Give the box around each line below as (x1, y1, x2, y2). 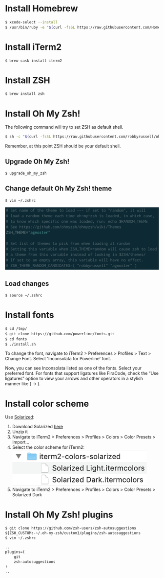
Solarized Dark (12, 492, 42, 498)
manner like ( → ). (5, 381, 41, 387)
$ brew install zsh (5, 92, 45, 96)
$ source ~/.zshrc (5, 293, 42, 298)
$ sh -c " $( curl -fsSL (5, 134, 51, 139)
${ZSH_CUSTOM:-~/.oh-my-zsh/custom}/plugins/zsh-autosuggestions (5, 531, 141, 536)
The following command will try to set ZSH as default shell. (5, 124, 123, 130)
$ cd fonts (5, 336, 27, 342)
